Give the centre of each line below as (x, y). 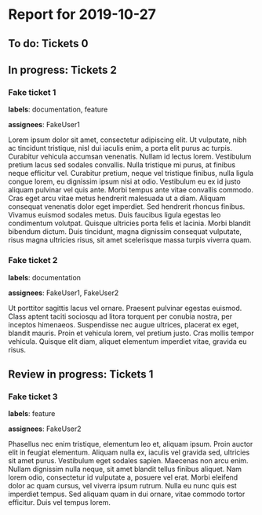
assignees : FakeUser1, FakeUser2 (64, 293)
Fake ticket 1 (32, 92)
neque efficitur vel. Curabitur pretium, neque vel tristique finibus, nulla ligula (131, 173)
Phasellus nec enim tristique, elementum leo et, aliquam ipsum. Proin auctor (131, 444)
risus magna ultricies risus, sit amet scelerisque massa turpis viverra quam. (130, 240)
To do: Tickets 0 (48, 44)
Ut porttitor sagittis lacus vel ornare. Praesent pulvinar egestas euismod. (125, 308)
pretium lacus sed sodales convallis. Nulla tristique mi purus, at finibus (122, 165)
